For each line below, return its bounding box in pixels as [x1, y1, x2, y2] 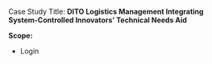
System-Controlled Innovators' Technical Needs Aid [8, 15, 188, 25]
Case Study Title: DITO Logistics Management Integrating [8, 7, 204, 16]
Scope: [8, 31, 33, 40]
